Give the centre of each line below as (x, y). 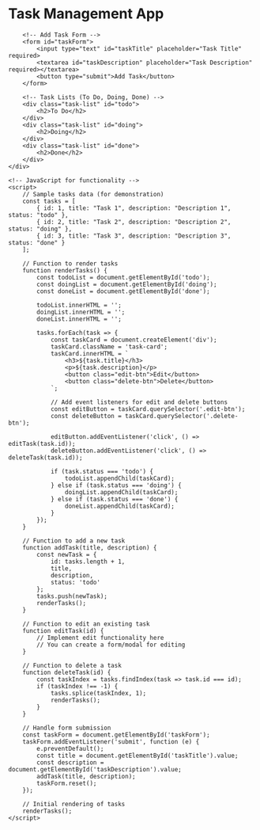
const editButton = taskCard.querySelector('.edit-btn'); (148, 409)
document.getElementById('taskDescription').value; (95, 769)
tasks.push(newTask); (72, 596)
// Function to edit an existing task (86, 624)
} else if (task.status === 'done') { (114, 499)
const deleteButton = (86, 416)
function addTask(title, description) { (90, 547)
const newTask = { (67, 554)
